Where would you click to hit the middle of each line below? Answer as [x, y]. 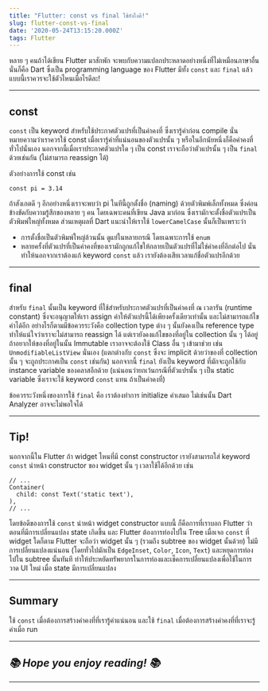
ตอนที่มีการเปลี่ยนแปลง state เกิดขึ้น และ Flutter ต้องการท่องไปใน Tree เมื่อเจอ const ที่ [129, 532]
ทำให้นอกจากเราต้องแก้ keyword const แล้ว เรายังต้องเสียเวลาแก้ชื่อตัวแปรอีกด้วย [130, 255]
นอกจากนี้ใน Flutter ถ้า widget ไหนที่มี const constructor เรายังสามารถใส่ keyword [130, 456]
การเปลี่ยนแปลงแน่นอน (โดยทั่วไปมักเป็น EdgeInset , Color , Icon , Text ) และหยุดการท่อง [131, 550]
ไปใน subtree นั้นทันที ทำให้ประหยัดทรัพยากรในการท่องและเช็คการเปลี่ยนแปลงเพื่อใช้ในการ [131, 559]
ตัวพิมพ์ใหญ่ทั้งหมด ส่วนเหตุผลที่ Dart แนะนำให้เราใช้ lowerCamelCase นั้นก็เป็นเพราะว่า [128, 222]
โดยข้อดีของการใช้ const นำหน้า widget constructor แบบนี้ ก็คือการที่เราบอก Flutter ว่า [131, 523]
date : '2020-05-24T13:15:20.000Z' [66, 30]
